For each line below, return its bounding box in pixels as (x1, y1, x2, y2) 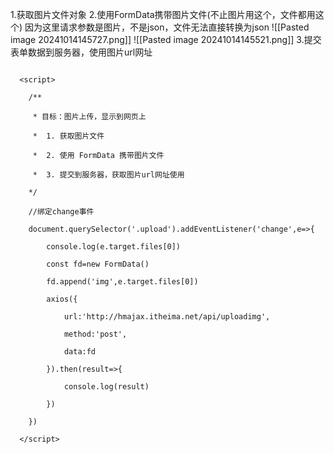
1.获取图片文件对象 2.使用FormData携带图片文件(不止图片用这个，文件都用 (10, 9, 316, 20)
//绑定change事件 (28, 207, 95, 217)
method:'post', (63, 329, 128, 339)
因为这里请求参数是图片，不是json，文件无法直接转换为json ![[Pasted (24, 21, 310, 33)
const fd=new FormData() (46, 259, 150, 269)
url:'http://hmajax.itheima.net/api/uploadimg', (63, 312, 271, 322)
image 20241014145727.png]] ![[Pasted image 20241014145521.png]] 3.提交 (10, 34, 322, 45)
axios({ (46, 294, 78, 304)
